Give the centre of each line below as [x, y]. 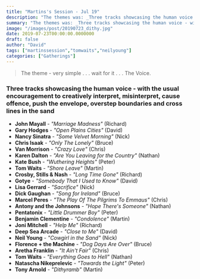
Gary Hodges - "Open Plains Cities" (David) [69, 130]
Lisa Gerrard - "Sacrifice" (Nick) [55, 187]
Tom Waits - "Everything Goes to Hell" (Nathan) [74, 256]
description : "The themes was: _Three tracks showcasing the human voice [100, 17]
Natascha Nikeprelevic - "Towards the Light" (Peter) [80, 263]
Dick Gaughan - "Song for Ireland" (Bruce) [67, 193]
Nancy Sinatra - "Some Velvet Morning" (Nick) [72, 136]
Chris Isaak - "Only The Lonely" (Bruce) [64, 142]
